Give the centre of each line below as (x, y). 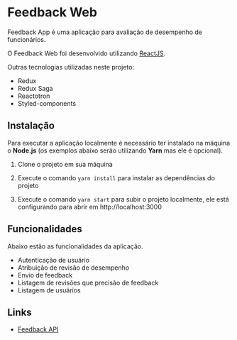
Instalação (31, 126)
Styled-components (47, 103)
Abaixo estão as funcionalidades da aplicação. (75, 246)
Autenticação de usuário (54, 260)
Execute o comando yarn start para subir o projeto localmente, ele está (123, 199)
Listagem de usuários (49, 290)
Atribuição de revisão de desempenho (73, 268)
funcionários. (27, 39)
